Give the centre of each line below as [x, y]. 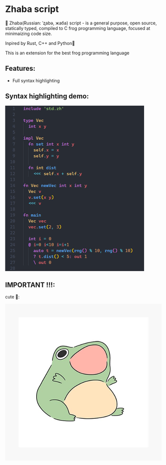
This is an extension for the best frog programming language [67, 53]
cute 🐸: [12, 297]
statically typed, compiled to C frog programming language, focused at [78, 28]
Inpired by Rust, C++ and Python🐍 [40, 43]
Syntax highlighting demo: [47, 96]
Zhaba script [32, 9]
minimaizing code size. [29, 33]
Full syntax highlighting [36, 80]
